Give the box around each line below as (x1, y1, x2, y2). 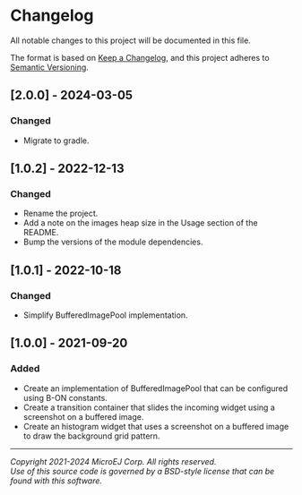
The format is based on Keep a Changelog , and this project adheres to (10, 52, 270, 63)
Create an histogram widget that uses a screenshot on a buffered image (22, 421, 289, 431)
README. (22, 227, 59, 238)
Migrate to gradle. (22, 135, 90, 146)
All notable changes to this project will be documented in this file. (10, 35, 252, 46)
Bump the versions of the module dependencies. (22, 236, 203, 247)
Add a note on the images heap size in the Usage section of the (22, 218, 258, 228)
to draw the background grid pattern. (22, 431, 160, 441)
